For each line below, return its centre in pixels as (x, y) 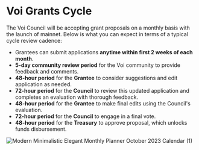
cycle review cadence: (34, 40)
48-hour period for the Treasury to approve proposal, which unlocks (101, 122)
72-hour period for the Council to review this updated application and (102, 90)
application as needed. (43, 84)
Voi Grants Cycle (49, 11)
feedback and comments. (47, 71)
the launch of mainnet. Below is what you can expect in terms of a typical (97, 34)
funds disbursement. (41, 129)
